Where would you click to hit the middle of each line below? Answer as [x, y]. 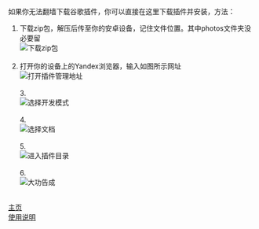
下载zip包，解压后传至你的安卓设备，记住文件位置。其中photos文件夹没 [135, 28]
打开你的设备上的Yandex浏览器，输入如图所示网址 [100, 66]
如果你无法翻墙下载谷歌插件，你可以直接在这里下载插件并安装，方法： [122, 11]
